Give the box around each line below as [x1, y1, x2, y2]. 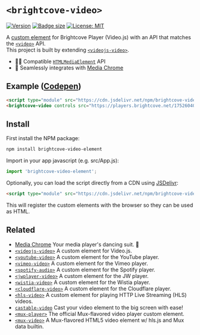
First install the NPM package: [6, 135, 80, 142]
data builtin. [14, 323, 44, 330]
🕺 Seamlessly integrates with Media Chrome [14, 64, 124, 71]
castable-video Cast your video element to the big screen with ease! [14, 304, 183, 311]
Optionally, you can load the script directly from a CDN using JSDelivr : [6, 179, 179, 187]
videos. [14, 298, 33, 305]
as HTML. [6, 207, 30, 215]
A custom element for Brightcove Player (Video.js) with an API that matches [6, 33, 192, 40]
